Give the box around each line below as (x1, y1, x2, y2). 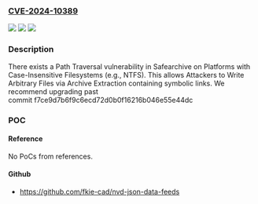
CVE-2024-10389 (8, 5, 79, 16)
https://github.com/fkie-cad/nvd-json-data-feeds (19, 187, 180, 196)
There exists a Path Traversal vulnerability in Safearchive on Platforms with (8, 61, 251, 71)
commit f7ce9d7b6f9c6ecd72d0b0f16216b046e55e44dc (8, 95, 193, 104)
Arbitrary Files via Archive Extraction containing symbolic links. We (8, 78, 225, 88)
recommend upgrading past (8, 86, 98, 96)
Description (8, 44, 54, 55)
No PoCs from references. (8, 151, 93, 161)
